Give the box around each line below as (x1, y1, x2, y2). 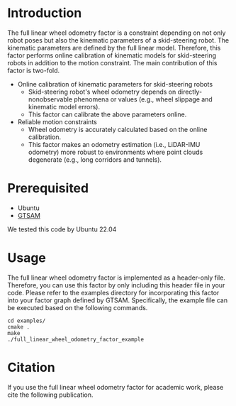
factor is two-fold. (7, 66, 60, 75)
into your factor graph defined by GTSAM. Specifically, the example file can (7, 296, 228, 304)
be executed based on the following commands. (7, 303, 148, 312)
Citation (7, 360, 55, 375)
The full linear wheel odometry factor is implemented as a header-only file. (7, 273, 225, 282)
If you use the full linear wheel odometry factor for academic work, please (7, 383, 224, 391)
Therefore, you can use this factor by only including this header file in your (7, 280, 225, 289)
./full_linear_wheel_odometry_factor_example (7, 336, 144, 343)
